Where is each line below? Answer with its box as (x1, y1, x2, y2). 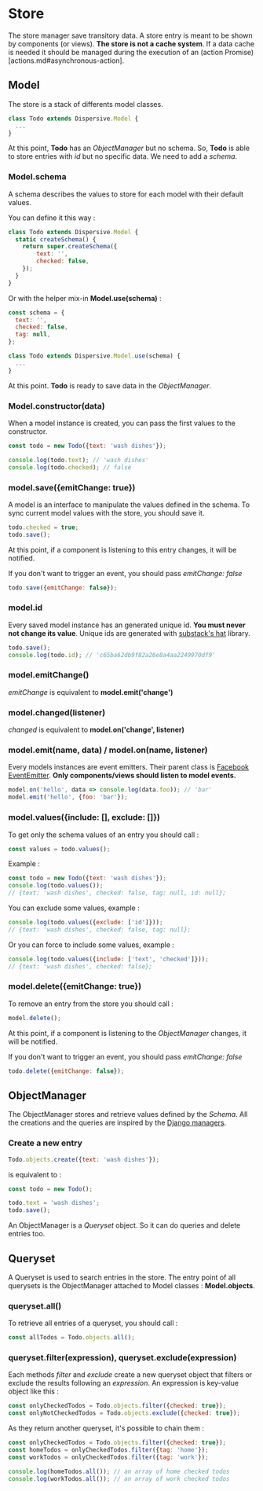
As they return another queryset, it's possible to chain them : (8, 1423, 204, 1433)
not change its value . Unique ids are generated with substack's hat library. (8, 628, 250, 637)
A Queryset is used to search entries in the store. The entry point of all (8, 1272, 236, 1282)
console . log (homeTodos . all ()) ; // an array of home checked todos (8, 1467, 230, 1475)
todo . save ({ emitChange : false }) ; (8, 583, 118, 592)
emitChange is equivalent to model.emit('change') (8, 687, 174, 696)
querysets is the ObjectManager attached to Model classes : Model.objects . (8, 1280, 255, 1290)
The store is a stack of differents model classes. (8, 99, 163, 108)
